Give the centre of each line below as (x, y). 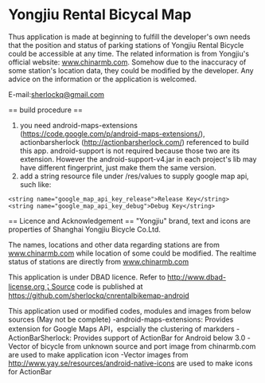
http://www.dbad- (197, 277)
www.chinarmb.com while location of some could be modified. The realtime (132, 253)
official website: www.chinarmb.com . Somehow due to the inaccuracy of (127, 62)
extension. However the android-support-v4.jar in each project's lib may (138, 159)
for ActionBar (30, 371)
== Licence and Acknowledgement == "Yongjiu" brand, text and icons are (129, 221)
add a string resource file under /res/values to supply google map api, (134, 176)
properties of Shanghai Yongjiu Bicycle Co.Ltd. (84, 229)
